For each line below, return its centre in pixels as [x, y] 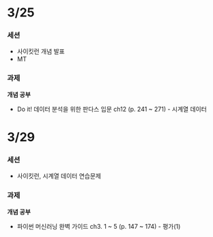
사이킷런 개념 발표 [41, 51]
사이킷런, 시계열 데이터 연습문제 [59, 176]
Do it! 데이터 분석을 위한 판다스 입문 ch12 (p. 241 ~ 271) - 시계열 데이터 [112, 109]
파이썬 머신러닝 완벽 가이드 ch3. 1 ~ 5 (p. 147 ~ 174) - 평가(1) [99, 226]
